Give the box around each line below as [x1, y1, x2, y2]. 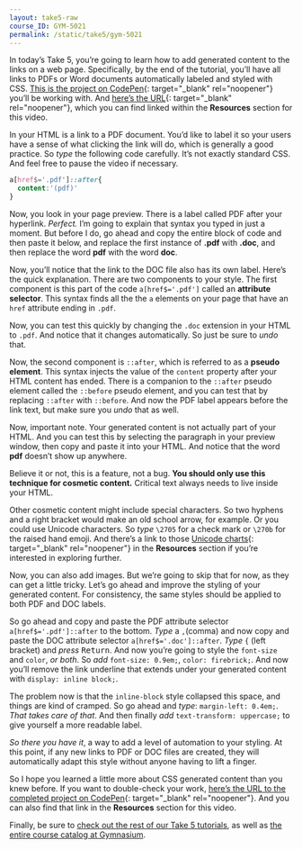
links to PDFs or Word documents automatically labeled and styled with [9, 74, 273, 85]
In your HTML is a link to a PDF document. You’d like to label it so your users [9, 130, 292, 140]
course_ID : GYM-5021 [9, 22, 87, 31]
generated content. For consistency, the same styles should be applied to [9, 589, 281, 600]
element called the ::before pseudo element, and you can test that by [9, 385, 268, 396]
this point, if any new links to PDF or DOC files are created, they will [9, 746, 260, 757]
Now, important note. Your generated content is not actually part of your [9, 422, 277, 432]
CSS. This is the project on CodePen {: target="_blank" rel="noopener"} [9, 83, 274, 95]
